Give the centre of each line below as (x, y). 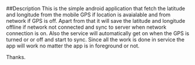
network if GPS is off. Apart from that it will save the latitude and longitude (96, 21)
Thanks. (16, 57)
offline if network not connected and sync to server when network (86, 27)
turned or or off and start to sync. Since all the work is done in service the (95, 40)
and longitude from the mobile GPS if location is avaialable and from (88, 15)
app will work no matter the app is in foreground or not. (73, 46)
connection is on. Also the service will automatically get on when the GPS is (98, 33)
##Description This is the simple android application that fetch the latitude (96, 8)
